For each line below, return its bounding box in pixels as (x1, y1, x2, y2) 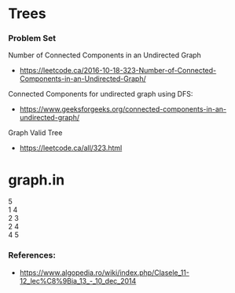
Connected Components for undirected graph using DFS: (8, 90, 193, 99)
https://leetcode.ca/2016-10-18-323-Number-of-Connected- (19, 66, 217, 75)
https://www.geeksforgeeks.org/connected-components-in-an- (19, 104, 226, 114)
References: (8, 250, 57, 261)
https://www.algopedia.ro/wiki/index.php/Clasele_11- (19, 268, 190, 277)
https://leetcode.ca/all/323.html (19, 143, 123, 153)
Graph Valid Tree (8, 128, 63, 137)
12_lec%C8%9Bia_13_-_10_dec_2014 (19, 276, 137, 285)
